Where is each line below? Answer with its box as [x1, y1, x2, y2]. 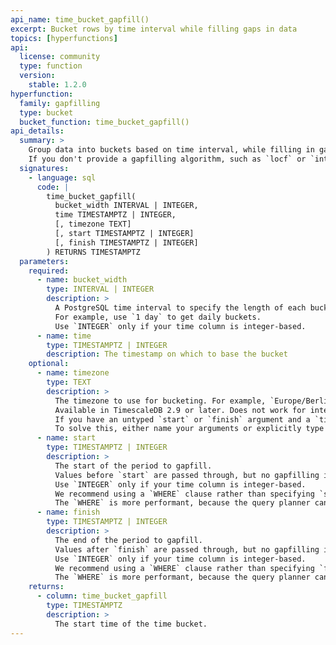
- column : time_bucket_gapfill [36, 591, 168, 601]
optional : [28, 359, 70, 369]
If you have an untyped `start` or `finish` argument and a [54, 414, 311, 425]
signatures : [19, 163, 70, 173]
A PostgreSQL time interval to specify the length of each [54, 303, 307, 313]
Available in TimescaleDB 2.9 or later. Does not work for [54, 405, 307, 415]
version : [19, 71, 56, 81]
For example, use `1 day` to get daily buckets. [54, 312, 262, 322]
